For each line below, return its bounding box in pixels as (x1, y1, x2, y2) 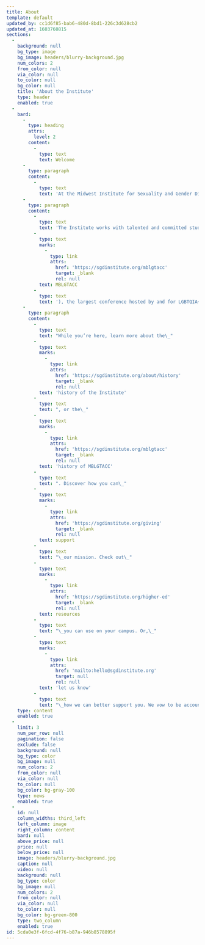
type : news (17, 792, 45, 799)
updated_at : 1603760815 (6, 26, 67, 32)
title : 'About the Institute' (17, 89, 95, 95)
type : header (17, 94, 51, 100)
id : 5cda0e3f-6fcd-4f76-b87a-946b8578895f (6, 929, 116, 935)
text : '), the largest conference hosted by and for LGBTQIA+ (38, 299, 201, 305)
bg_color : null (17, 83, 56, 89)
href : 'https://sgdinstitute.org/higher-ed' (55, 594, 171, 600)
